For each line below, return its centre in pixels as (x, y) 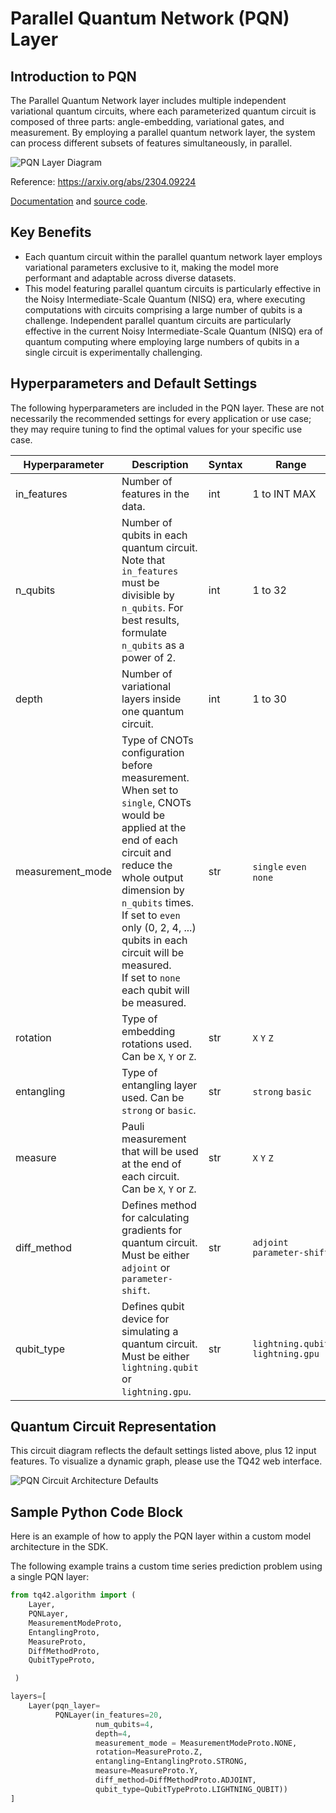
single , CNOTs (156, 802)
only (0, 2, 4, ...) (159, 927)
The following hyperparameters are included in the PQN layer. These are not (167, 408)
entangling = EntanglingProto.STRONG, (171, 1762)
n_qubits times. (158, 902)
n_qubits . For (152, 607)
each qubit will (155, 990)
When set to (150, 790)
